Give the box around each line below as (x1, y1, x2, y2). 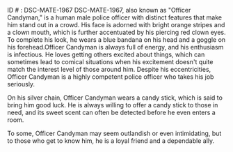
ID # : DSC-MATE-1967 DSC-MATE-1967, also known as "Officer (7, 6, 191, 14)
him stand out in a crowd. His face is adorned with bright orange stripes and (7, 21, 225, 29)
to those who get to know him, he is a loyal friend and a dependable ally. (7, 137, 215, 145)
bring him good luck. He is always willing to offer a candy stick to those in (7, 101, 218, 109)
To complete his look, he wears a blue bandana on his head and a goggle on (7, 36, 226, 44)
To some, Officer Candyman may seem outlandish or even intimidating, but (7, 129, 222, 137)
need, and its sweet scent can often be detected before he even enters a (7, 108, 216, 116)
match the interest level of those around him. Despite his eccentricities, (7, 66, 211, 73)
